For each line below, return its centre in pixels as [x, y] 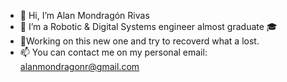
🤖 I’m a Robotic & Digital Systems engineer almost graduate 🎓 [148, 26]
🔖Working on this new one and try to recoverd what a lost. [139, 41]
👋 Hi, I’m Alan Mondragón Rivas [84, 15]
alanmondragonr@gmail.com [79, 66]
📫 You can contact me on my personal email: [113, 52]
